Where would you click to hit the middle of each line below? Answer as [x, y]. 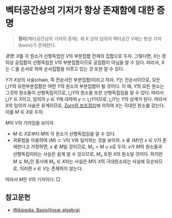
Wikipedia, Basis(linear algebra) [46, 210]
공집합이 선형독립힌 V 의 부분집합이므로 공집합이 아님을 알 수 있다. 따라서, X [90, 62]
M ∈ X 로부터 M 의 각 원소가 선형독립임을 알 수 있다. [64, 134]
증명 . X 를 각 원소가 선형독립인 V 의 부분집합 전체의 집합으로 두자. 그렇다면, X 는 [83, 56]
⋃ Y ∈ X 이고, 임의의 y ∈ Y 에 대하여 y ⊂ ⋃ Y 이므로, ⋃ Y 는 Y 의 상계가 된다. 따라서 [86, 99]
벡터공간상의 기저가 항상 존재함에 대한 [80, 11]
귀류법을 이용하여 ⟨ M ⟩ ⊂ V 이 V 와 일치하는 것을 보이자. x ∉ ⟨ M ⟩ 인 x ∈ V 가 [87, 140]
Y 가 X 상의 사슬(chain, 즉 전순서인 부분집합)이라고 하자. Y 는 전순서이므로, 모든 [83, 80]
